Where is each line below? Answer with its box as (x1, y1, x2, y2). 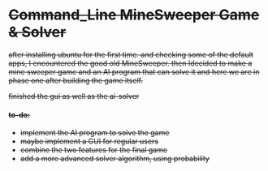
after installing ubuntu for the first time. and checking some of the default (8, 49, 254, 59)
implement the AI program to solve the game (19, 128, 170, 138)
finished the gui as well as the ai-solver (8, 91, 140, 100)
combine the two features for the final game (19, 145, 168, 155)
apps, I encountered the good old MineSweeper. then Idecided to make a (8, 58, 253, 68)
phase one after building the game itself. (8, 75, 144, 85)
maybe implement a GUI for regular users (19, 136, 159, 147)
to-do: (8, 109, 31, 119)
